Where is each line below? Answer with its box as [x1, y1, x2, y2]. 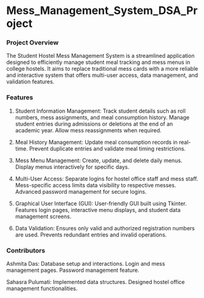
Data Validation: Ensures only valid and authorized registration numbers [15, 224, 195, 232]
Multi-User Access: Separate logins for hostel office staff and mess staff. [15, 175, 199, 182]
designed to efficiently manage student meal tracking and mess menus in [6, 59, 191, 66]
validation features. [6, 78, 55, 85]
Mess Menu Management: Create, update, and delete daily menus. [15, 157, 183, 164]
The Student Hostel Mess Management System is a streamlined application [6, 52, 195, 60]
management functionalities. [6, 285, 78, 293]
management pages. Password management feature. [6, 266, 139, 274]
